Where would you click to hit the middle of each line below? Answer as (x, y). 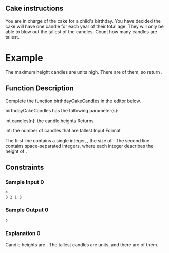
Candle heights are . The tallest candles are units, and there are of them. (82, 245)
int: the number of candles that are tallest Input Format (63, 130)
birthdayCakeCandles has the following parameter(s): (62, 110)
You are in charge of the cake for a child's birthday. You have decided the (83, 21)
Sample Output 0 (27, 210)
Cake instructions (34, 8)
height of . (16, 151)
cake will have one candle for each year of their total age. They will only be (85, 26)
